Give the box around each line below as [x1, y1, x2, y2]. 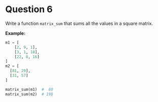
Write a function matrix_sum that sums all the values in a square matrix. [5, 20, 153, 26]
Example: [5, 30, 26, 36]
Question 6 [5, 4, 53, 15]
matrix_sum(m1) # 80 [5, 87, 53, 92]
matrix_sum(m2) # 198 [5, 91, 53, 97]
